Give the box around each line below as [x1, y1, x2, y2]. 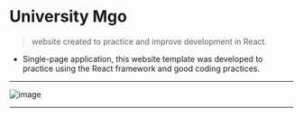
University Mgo [9, 6, 128, 27]
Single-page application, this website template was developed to [22, 53, 263, 64]
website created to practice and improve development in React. [31, 36, 268, 47]
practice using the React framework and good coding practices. [22, 63, 260, 74]
